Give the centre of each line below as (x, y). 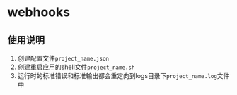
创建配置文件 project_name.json (63, 58)
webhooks (39, 12)
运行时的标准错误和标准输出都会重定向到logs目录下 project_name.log (117, 76)
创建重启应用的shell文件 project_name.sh (76, 67)
